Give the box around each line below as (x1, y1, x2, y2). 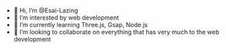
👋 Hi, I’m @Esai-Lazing (13, 7, 78, 14)
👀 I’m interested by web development (13, 14, 120, 22)
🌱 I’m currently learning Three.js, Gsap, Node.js (13, 21, 148, 28)
